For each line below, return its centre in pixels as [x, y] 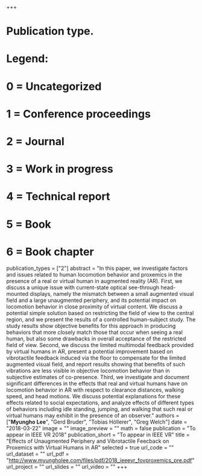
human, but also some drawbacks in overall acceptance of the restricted [96, 339]
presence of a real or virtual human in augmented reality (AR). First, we [94, 281]
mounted [17, 294]
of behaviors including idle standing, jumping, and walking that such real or [99, 409]
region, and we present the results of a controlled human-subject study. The [101, 319]
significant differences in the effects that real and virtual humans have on [97, 384]
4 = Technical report [58, 197]
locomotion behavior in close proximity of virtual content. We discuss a [94, 307]
